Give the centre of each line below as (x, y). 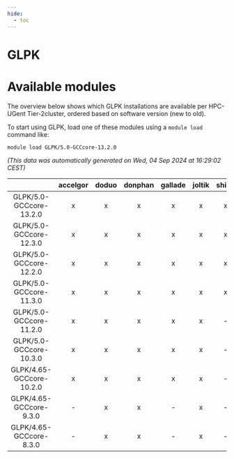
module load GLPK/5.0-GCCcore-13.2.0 (62, 147)
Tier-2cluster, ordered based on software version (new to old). (116, 113)
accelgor (73, 184)
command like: (28, 134)
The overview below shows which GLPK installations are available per (107, 106)
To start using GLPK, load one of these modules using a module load (105, 127)
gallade (173, 184)
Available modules (62, 86)
